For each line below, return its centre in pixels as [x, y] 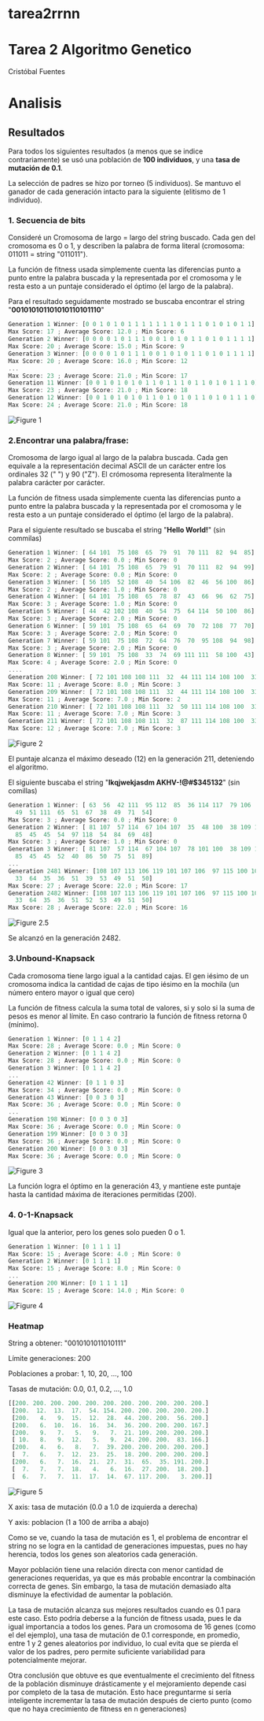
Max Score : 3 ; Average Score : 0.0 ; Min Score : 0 [93, 820]
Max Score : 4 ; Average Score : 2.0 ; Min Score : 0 [93, 662]
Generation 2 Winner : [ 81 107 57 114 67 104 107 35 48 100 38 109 [130, 827]
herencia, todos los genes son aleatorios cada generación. [103, 1554]
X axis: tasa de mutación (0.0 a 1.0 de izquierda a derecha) [103, 1507]
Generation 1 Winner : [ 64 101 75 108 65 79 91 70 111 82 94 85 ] [132, 553]
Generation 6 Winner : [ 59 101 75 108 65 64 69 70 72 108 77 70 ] [132, 626]
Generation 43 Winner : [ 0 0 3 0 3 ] [66, 1097]
